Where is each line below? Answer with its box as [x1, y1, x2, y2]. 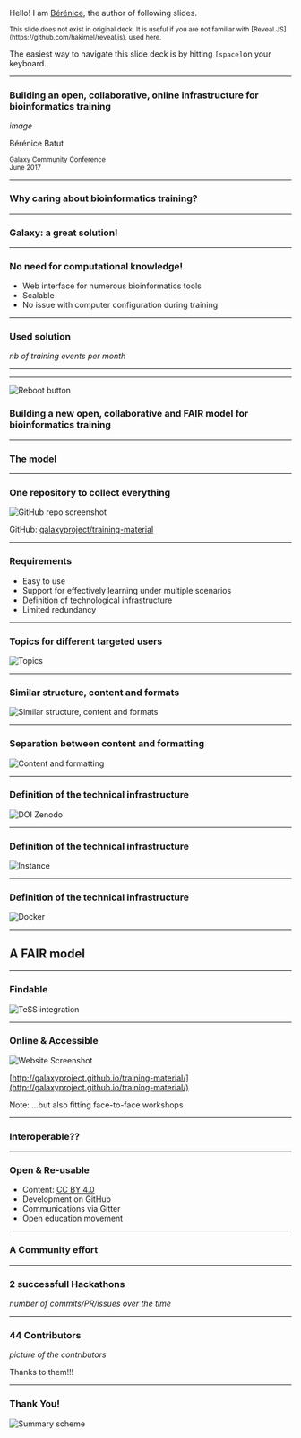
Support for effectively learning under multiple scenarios [21, 585, 232, 595]
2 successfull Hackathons [9, 1277, 125, 1290]
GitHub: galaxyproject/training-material [9, 525, 154, 535]
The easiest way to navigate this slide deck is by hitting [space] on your [9, 49, 271, 59]
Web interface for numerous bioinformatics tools [21, 280, 202, 291]
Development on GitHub [21, 1194, 112, 1204]
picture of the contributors [9, 1349, 107, 1360]
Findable [9, 984, 48, 996]
